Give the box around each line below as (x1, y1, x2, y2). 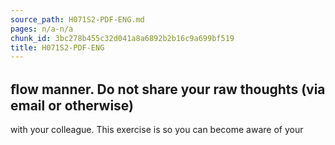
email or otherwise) (10, 97, 135, 114)
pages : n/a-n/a (10, 24, 74, 34)
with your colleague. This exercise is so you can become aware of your (10, 124, 304, 136)
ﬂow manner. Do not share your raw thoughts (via (10, 81, 326, 98)
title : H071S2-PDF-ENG (10, 42, 105, 53)
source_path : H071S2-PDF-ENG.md (10, 14, 145, 25)
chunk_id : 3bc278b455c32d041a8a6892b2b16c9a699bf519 (10, 33, 235, 43)
